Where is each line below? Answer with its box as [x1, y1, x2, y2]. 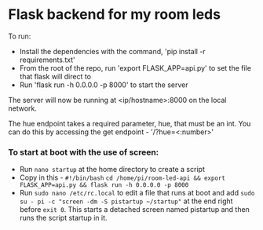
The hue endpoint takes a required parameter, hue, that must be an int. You [8, 119, 251, 128]
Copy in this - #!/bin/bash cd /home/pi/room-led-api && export [19, 173, 226, 182]
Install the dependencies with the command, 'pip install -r [19, 46, 206, 56]
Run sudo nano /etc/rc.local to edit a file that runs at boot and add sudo [19, 188, 255, 198]
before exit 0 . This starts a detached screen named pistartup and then [19, 205, 250, 214]
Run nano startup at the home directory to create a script [19, 165, 206, 174]
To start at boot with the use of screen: [8, 147, 159, 158]
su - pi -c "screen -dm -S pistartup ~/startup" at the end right [19, 196, 233, 206]
